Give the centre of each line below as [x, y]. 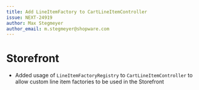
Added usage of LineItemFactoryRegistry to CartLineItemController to [104, 76]
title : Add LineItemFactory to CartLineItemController [77, 12]
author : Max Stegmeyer [35, 23]
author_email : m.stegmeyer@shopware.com [58, 29]
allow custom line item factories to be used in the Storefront [90, 82]
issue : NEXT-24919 [29, 18]
